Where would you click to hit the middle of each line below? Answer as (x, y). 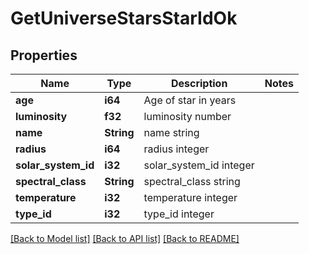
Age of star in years (190, 100)
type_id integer (179, 214)
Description (199, 83)
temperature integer (190, 197)
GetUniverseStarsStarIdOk (124, 18)
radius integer (176, 149)
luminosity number (187, 116)
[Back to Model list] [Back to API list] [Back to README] (125, 238)
